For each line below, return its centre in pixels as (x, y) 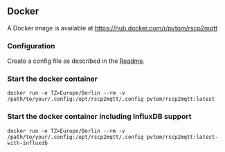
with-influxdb (28, 143)
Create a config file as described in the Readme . (76, 61)
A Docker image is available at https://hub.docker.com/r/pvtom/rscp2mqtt (112, 28)
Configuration (31, 46)
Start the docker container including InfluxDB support (99, 117)
